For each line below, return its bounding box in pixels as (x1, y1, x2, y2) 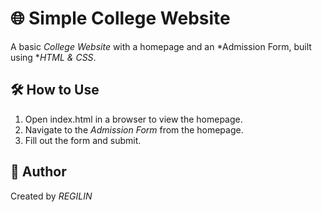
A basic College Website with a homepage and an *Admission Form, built (10, 40, 312, 52)
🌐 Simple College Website (10, 7, 231, 30)
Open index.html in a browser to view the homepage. (24, 113, 243, 125)
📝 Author (10, 163, 67, 181)
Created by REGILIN (10, 190, 93, 202)
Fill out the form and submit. (24, 134, 142, 146)
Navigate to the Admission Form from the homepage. (24, 123, 244, 136)
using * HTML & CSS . (10, 51, 97, 63)
